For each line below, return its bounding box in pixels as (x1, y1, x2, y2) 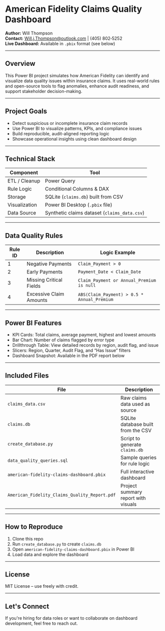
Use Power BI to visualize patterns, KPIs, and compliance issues (12, 125, 142, 131)
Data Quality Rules (5, 231, 63, 240)
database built (120, 421, 154, 427)
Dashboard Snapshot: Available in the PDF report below (12, 353, 125, 359)
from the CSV (120, 427, 152, 434)
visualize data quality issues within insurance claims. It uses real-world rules (5, 78, 160, 84)
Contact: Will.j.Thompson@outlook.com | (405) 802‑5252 (5, 35, 123, 41)
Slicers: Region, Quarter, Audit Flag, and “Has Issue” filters (12, 348, 131, 353)
